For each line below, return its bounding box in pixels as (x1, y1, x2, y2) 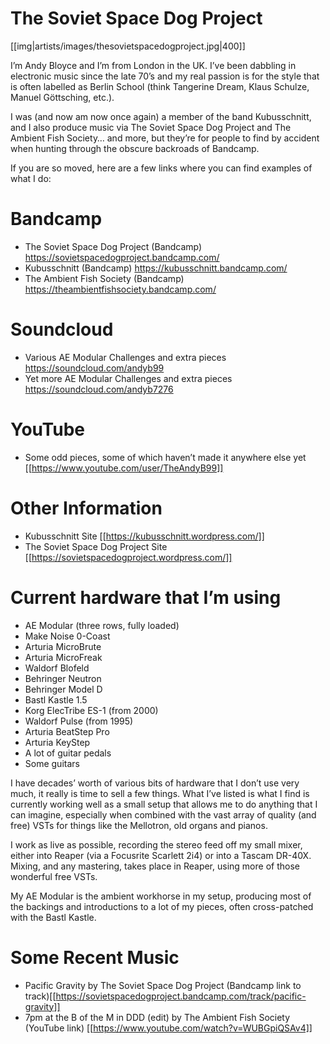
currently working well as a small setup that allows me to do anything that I (10, 798, 318, 810)
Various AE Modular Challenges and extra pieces (24, 351, 227, 363)
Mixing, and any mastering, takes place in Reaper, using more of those (10, 860, 300, 872)
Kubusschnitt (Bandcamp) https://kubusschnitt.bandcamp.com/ (24, 262, 288, 274)
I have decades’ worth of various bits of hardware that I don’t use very (10, 777, 300, 789)
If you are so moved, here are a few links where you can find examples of (10, 162, 313, 174)
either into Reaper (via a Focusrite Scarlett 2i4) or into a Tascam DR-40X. (10, 849, 312, 861)
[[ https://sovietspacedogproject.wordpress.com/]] (24, 551, 233, 563)
